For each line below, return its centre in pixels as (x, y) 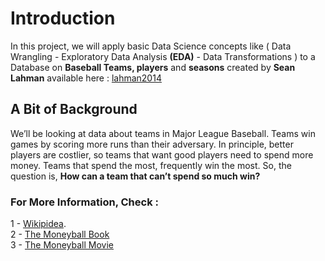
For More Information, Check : (85, 202)
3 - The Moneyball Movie (62, 245)
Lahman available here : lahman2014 (86, 78)
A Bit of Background (74, 109)
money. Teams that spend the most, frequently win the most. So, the (151, 165)
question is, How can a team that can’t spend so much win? (135, 176)
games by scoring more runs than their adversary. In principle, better (152, 144)
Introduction (63, 18)
